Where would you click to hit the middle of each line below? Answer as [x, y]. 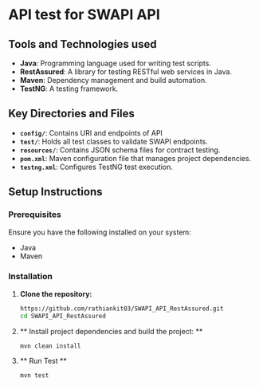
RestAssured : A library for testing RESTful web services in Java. [126, 72]
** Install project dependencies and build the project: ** [111, 331]
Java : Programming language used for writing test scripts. [115, 63]
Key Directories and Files [72, 114]
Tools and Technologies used [82, 44]
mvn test [34, 376]
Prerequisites [35, 215]
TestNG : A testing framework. [69, 89]
